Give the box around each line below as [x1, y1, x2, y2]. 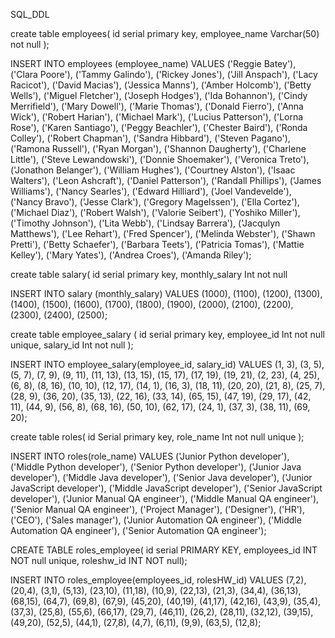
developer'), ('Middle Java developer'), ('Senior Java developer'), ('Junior [10, 472, 313, 483]
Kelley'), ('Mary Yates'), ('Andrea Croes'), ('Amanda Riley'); [10, 249, 252, 261]
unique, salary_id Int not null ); [10, 339, 134, 351]
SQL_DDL [10, 9, 50, 20]
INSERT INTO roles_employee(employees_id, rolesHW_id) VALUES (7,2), [10, 574, 307, 586]
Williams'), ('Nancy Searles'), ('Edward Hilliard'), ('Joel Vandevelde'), [10, 185, 292, 197]
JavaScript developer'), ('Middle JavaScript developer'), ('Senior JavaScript [10, 482, 323, 494]
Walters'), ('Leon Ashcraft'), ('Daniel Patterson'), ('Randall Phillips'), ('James [10, 175, 322, 186]
